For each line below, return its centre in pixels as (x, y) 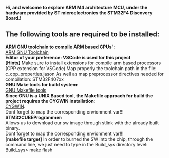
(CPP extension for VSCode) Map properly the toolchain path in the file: (81, 68)
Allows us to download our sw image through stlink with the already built (82, 123)
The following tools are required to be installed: (82, 35)
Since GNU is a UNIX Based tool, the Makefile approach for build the (79, 95)
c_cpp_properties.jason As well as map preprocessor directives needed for (85, 74)
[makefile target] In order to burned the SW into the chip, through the (79, 139)
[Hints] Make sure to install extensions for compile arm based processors (83, 63)
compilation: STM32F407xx (35, 79)
